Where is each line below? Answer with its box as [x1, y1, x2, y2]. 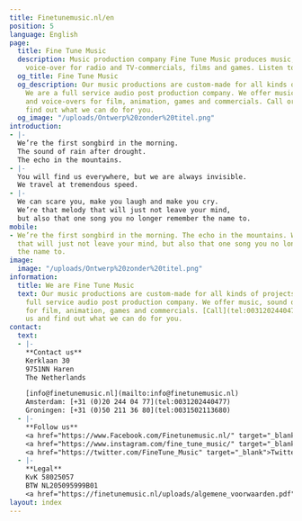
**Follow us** [25, 422, 78, 432]
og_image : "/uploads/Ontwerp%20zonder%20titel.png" [17, 113, 216, 122]
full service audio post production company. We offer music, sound [25, 298, 288, 307]
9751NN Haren [25, 364, 75, 373]
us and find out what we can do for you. [25, 314, 182, 324]
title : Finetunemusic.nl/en [9, 13, 115, 22]
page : [9, 38, 30, 48]
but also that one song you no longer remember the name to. [17, 213, 252, 223]
